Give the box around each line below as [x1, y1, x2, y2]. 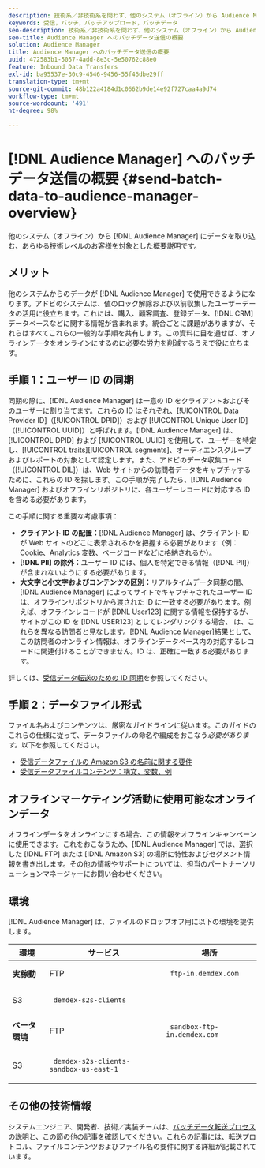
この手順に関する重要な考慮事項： [8, 511, 119, 521]
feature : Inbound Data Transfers [8, 63, 118, 71]
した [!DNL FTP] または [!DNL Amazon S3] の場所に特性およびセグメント [8, 849, 244, 859]
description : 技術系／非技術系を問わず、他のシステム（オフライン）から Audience [8, 11, 250, 20]
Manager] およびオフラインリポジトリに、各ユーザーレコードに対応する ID [8, 485, 251, 494]
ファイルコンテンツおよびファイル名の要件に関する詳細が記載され [35, 1141, 250, 1151]
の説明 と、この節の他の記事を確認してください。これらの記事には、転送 [8, 1132, 243, 1141]
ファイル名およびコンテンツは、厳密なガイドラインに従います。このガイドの [8, 721, 256, 730]
